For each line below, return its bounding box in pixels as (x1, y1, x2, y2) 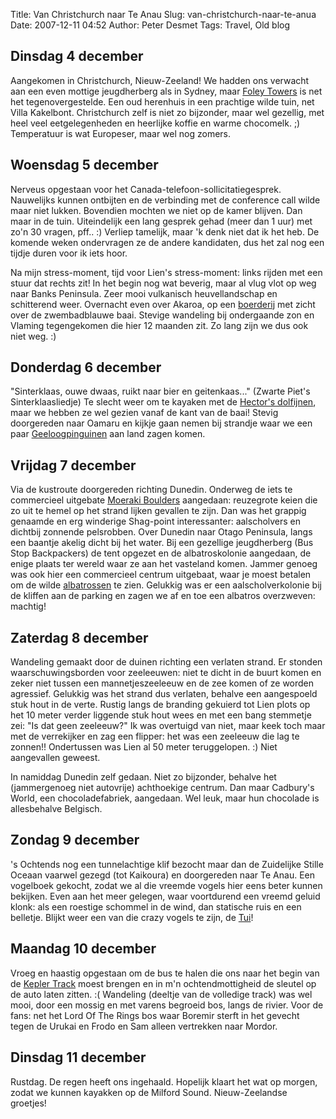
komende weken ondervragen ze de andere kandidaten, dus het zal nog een (10, 236, 325, 248)
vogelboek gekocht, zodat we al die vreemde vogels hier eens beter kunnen (10, 879, 323, 891)
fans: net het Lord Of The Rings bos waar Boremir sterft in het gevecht (10, 1009, 300, 1021)
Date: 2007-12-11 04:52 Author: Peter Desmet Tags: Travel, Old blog (10, 19, 291, 31)
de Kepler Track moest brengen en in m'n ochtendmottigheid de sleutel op (10, 977, 317, 989)
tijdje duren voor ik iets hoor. (10, 247, 128, 259)
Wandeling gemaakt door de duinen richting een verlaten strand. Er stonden (10, 656, 323, 668)
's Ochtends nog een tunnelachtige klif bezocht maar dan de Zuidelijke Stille (10, 858, 324, 870)
